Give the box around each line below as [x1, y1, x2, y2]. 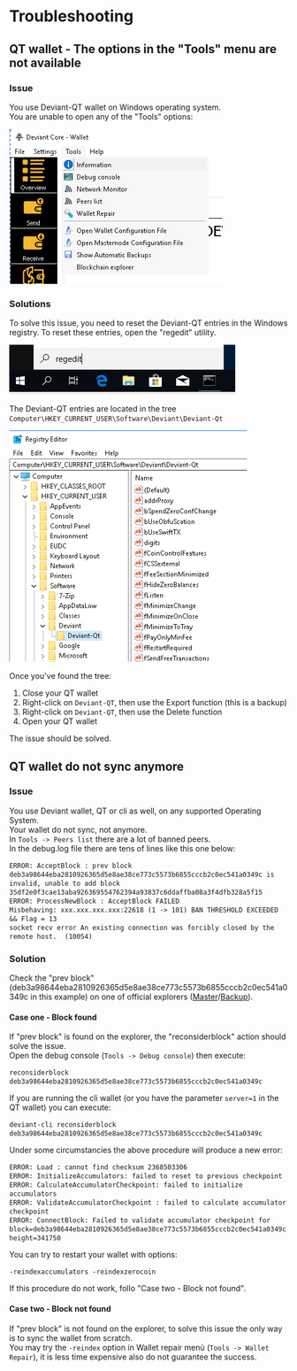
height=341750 [9, 1234, 62, 1243]
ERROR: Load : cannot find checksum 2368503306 [9, 1163, 188, 1172]
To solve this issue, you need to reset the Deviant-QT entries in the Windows [9, 318, 288, 328]
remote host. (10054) [9, 932, 93, 941]
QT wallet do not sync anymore [9, 759, 184, 774]
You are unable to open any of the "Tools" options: [9, 111, 194, 121]
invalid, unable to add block [9, 879, 121, 888]
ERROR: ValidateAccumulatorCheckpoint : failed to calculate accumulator [9, 1198, 287, 1207]
